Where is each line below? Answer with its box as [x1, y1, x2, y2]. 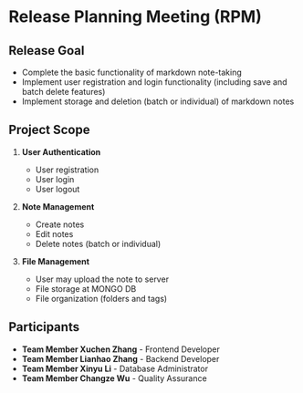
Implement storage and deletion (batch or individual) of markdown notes [21, 96, 295, 107]
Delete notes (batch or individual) [35, 238, 162, 249]
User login [35, 173, 75, 184]
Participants [8, 319, 79, 335]
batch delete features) [21, 87, 106, 97]
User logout [35, 183, 80, 194]
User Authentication [21, 146, 101, 157]
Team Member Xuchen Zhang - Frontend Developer [21, 344, 220, 355]
